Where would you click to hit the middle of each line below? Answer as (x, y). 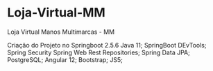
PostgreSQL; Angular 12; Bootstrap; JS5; (65, 59)
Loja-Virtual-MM (56, 13)
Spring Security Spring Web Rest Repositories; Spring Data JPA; (99, 52)
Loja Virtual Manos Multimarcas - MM (61, 32)
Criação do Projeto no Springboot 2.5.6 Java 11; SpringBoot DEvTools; (107, 45)
